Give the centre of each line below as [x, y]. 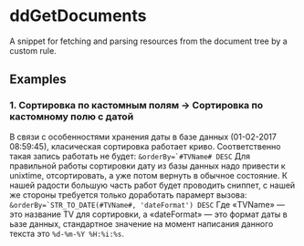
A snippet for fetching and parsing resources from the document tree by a [148, 41]
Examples [38, 80]
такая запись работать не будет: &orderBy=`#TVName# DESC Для [130, 156]
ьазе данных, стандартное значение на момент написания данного [142, 223]
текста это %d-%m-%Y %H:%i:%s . [67, 233]
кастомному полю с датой [72, 117]
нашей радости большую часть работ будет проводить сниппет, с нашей [152, 185]
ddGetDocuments [79, 16]
